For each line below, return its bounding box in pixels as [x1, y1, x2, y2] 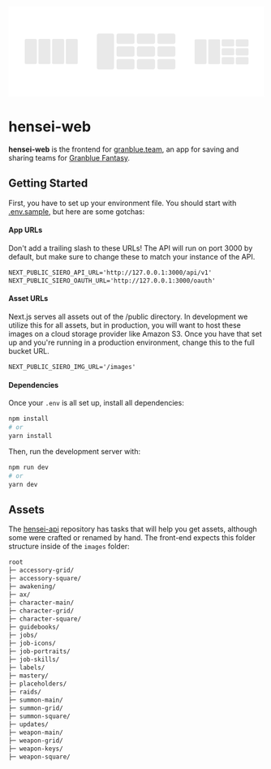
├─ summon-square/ [8, 712, 71, 720]
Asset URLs [8, 294, 49, 303]
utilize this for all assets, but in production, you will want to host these [8, 320, 242, 330]
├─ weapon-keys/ [8, 745, 63, 753]
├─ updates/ [8, 720, 49, 728]
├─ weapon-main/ [8, 728, 63, 737]
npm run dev [8, 463, 49, 471]
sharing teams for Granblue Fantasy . [8, 153, 131, 162]
